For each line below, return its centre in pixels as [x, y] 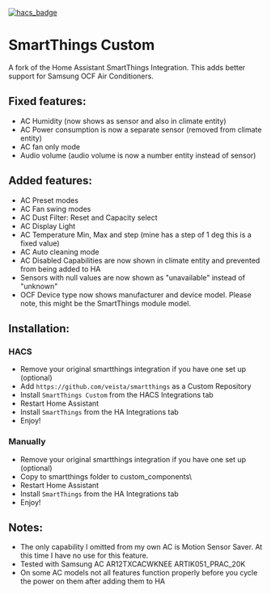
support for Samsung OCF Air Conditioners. [81, 76]
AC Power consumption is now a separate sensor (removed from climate [141, 129]
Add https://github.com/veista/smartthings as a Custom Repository [136, 386]
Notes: [25, 527]
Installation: [39, 329]
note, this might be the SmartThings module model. [106, 303]
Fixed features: [47, 101]
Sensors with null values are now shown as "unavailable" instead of [132, 277]
